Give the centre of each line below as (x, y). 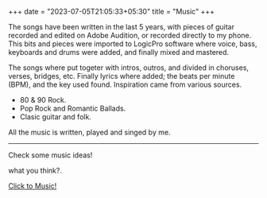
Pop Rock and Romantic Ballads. (73, 108)
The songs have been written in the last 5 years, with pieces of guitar (121, 27)
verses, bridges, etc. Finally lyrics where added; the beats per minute (122, 76)
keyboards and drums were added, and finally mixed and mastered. (118, 52)
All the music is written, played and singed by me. (89, 132)
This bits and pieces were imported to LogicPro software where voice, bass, (133, 44)
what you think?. (35, 171)
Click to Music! (33, 186)
